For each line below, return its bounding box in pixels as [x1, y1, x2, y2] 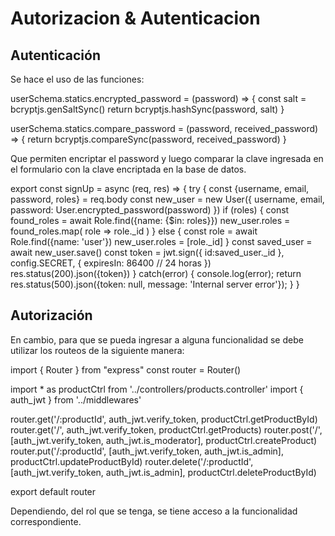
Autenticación [10, 47, 101, 64]
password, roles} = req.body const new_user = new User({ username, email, [10, 193, 325, 205]
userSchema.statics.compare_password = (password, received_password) [10, 123, 319, 134]
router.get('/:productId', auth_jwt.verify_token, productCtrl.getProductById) [10, 413, 318, 425]
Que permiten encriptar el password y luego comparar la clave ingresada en [10, 153, 324, 164]
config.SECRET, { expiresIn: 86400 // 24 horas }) [10, 257, 212, 269]
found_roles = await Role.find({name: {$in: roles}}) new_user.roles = [10, 215, 291, 226]
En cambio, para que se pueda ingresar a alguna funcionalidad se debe [10, 333, 304, 346]
